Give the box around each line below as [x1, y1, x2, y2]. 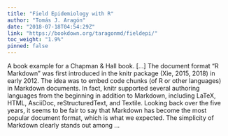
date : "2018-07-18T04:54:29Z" [7, 23, 96, 30]
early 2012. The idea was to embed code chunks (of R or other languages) [7, 77, 222, 84]
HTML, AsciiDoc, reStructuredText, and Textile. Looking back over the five [7, 99, 222, 107]
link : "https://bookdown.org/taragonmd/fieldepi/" [7, 29, 158, 37]
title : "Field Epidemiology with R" [7, 10, 114, 17]
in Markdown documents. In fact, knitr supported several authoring [7, 84, 200, 92]
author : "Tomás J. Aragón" [7, 17, 86, 24]
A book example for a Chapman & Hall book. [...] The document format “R [7, 62, 219, 70]
